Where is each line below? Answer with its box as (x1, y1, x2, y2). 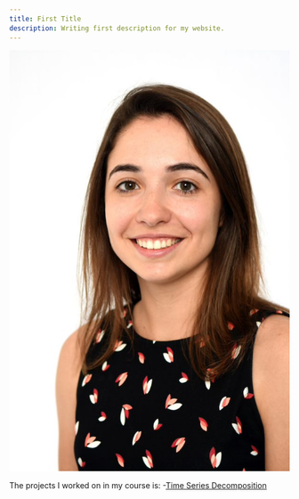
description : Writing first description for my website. (9, 23, 225, 33)
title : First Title (9, 14, 82, 23)
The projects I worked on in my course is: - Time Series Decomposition (9, 479, 267, 490)
